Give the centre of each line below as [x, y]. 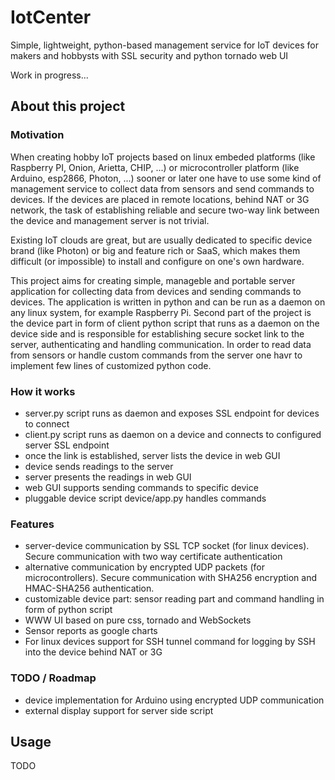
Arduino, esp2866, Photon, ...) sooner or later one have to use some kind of [166, 178]
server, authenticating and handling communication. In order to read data [161, 344]
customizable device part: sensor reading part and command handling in [174, 599]
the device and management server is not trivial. [110, 220]
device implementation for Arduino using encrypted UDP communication [174, 700]
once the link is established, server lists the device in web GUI [152, 455]
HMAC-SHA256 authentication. [89, 588]
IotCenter [51, 17]
